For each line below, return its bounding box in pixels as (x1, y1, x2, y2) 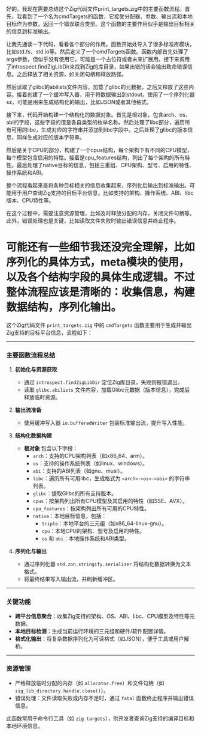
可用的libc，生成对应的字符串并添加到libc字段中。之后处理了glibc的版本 (11, 126, 188, 133)
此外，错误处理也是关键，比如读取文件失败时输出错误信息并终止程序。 (6, 217, 179, 224)
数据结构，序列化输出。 (6, 300, 122, 314)
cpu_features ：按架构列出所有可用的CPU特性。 (32, 505, 150, 512)
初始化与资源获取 (14, 366, 57, 373)
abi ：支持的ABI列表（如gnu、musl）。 (32, 468, 126, 475)
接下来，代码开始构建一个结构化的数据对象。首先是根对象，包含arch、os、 (6, 111, 191, 118)
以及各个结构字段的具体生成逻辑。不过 (6, 270, 196, 284)
